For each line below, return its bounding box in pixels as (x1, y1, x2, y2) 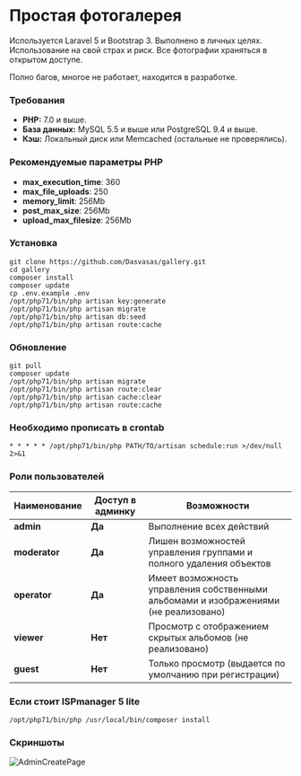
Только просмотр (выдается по (148, 657, 286, 669)
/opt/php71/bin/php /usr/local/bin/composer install (9, 716, 211, 725)
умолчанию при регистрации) (148, 668, 280, 681)
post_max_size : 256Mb (21, 205, 110, 216)
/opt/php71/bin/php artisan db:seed (9, 312, 146, 322)
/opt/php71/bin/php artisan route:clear (9, 385, 163, 394)
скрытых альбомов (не (148, 630, 249, 643)
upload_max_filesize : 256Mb (21, 215, 132, 225)
